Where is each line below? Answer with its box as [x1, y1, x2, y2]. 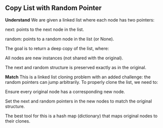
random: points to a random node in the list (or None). [5, 36, 114, 42]
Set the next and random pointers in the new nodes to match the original [5, 98, 152, 104]
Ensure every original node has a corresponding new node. [5, 88, 126, 95]
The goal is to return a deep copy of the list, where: [5, 45, 109, 51]
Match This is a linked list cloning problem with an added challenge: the [5, 74, 151, 80]
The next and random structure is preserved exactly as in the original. [5, 64, 147, 70]
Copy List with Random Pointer [5, 4, 102, 12]
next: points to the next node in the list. [5, 26, 84, 32]
